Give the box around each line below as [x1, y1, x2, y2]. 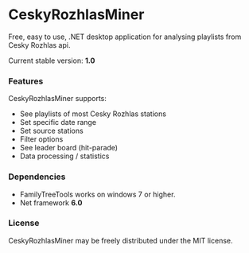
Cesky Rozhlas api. [8, 40, 71, 49]
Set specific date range [19, 118, 97, 127]
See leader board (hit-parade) [19, 143, 118, 153]
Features [8, 76, 44, 87]
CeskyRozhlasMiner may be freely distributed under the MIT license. [8, 235, 233, 245]
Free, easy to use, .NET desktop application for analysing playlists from [8, 32, 242, 41]
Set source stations [19, 126, 84, 136]
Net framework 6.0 [19, 197, 83, 208]
